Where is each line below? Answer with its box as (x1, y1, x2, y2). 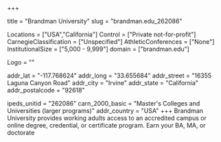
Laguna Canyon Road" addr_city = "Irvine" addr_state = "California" (7, 79, 199, 86)
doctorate (7, 128, 35, 137)
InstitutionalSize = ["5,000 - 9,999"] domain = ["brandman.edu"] (7, 45, 190, 53)
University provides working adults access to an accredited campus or (7, 114, 207, 122)
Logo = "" (7, 58, 35, 66)
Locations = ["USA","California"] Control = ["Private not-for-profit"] (7, 30, 196, 38)
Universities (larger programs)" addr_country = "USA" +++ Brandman (7, 107, 204, 115)
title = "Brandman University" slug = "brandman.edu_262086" (7, 17, 183, 25)
